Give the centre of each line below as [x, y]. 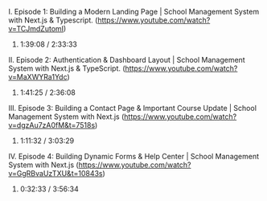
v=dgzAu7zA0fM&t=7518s [52, 125]
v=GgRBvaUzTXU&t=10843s [55, 173]
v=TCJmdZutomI [36, 29]
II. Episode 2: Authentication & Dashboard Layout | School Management [127, 60]
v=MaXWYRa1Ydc [38, 77]
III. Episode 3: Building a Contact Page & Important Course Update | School [133, 108]
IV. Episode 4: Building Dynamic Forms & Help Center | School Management [134, 156]
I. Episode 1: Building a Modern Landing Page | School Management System [134, 12]
